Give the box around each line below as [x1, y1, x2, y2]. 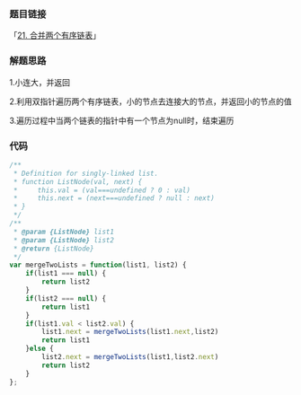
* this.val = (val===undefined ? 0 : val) [13, 186, 191, 195]
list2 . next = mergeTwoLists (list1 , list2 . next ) [41, 353, 219, 362]
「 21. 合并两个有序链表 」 [9, 30, 102, 41]
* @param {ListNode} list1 [13, 227, 115, 236]
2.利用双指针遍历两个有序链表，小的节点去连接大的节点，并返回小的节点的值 [9, 96, 292, 107]
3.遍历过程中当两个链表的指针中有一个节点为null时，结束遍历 [9, 115, 235, 126]
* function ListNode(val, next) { [13, 177, 143, 186]
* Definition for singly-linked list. [13, 169, 159, 178]
